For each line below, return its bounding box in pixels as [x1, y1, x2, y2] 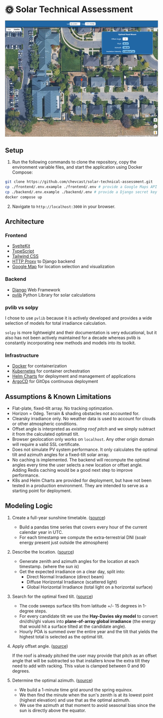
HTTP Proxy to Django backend [12, 258, 75, 264]
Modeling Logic [5, 502, 53, 510]
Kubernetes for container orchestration [12, 368, 90, 374]
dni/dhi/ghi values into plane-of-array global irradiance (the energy [19, 618, 156, 624]
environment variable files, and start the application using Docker [12, 164, 143, 170]
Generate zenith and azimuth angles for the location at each [19, 558, 139, 564]
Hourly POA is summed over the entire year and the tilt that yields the [19, 628, 158, 634]
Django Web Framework [12, 287, 61, 292]
